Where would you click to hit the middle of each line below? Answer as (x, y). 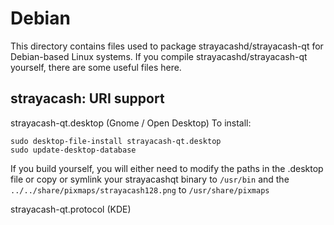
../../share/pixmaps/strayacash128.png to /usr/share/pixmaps (140, 189)
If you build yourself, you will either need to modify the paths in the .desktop (167, 168)
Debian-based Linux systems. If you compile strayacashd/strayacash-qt (159, 56)
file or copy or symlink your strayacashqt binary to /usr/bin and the (150, 179)
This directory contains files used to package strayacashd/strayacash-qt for (167, 46)
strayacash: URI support (87, 98)
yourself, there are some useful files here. (96, 67)
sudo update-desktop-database (73, 150)
